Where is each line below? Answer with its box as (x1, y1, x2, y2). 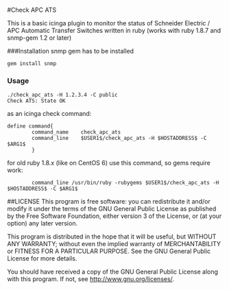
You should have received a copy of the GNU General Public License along (7, 267, 218, 276)
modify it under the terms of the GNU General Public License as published (7, 205, 217, 213)
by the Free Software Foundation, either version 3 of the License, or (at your (7, 212, 222, 220)
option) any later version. (7, 219, 77, 228)
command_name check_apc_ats (32, 129, 121, 136)
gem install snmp (7, 60, 57, 67)
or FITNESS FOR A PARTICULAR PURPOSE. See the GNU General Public (7, 247, 211, 256)
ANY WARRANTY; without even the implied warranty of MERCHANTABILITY (7, 240, 221, 248)
